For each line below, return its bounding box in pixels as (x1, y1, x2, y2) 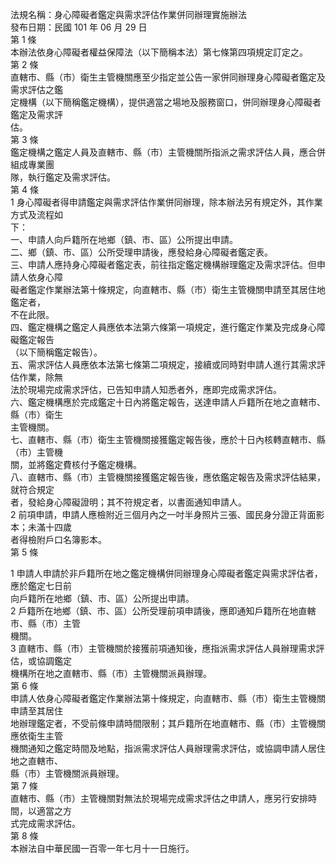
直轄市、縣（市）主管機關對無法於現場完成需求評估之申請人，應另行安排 (10, 793, 308, 804)
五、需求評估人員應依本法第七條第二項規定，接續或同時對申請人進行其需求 (10, 359, 317, 370)
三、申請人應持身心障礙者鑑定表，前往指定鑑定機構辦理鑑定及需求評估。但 (10, 259, 317, 270)
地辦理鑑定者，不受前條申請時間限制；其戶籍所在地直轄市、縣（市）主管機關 (10, 718, 326, 729)
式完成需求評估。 (10, 818, 81, 829)
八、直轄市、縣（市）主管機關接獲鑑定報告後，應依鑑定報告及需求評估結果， (10, 471, 326, 483)
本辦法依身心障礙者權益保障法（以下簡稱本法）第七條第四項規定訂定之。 (10, 46, 308, 58)
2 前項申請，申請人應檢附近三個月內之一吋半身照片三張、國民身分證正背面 (10, 509, 317, 520)
